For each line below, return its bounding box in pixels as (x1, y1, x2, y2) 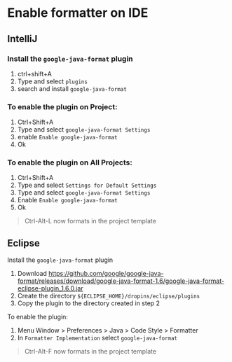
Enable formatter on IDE (7, 5, 149, 21)
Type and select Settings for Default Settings (17, 181, 157, 190)
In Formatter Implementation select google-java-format (17, 334, 177, 342)
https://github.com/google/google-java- (48, 270, 164, 278)
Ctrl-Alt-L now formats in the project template (24, 217, 156, 225)
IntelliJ (7, 33, 38, 45)
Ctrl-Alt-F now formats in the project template (24, 347, 156, 356)
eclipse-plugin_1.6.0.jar (17, 284, 83, 293)
